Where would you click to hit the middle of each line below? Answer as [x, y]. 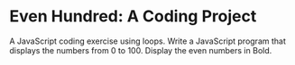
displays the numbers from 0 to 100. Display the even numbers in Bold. [141, 50]
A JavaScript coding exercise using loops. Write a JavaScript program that [147, 41]
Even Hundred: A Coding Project [133, 16]
